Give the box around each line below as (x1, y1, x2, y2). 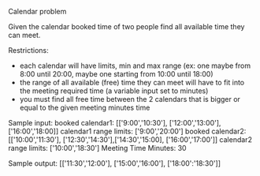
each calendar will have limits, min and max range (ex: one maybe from (19, 61, 251, 70)
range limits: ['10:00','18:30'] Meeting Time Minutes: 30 (8, 144, 187, 152)
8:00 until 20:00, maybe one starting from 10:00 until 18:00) (19, 69, 214, 78)
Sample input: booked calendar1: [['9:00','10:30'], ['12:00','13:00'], (8, 118, 221, 127)
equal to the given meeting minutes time (19, 103, 150, 112)
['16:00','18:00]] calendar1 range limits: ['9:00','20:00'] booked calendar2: (8, 126, 247, 136)
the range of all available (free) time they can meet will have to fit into (19, 78, 245, 87)
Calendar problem (8, 7, 67, 16)
